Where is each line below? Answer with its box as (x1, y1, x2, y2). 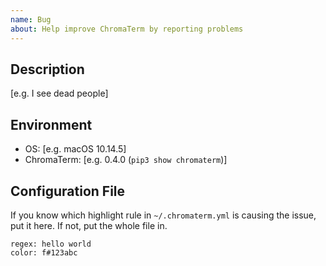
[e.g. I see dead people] (10, 87, 109, 100)
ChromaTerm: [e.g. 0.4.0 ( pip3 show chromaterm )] (24, 154, 228, 166)
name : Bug (10, 14, 52, 25)
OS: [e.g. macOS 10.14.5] (24, 143, 127, 155)
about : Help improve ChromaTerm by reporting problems (10, 24, 244, 34)
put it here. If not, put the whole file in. (10, 219, 168, 231)
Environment (10, 116, 93, 133)
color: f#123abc (10, 247, 78, 258)
